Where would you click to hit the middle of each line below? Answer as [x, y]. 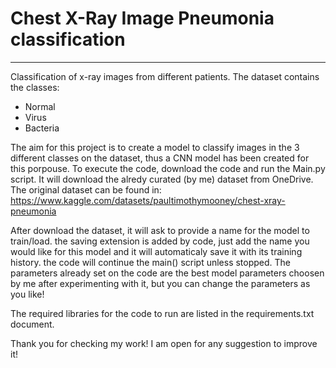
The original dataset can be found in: [86, 189]
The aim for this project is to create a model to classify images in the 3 [155, 147]
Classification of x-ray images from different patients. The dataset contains [165, 76]
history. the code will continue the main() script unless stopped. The [151, 262]
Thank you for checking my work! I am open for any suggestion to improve [164, 343]
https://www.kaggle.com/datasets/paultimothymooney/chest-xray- [148, 200]
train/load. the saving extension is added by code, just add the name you [160, 241]
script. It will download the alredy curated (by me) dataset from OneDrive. [162, 179]
